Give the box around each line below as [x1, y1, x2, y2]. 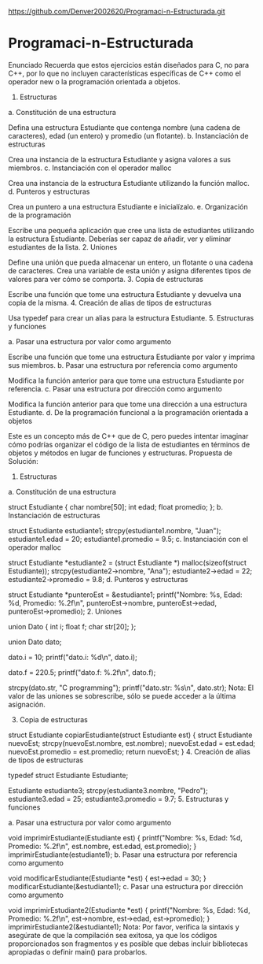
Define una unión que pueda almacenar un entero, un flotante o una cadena [8, 258, 254, 267]
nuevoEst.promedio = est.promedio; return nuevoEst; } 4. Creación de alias [8, 747, 251, 756]
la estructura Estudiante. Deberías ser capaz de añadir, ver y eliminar [8, 234, 232, 243]
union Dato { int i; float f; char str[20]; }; [8, 621, 137, 631]
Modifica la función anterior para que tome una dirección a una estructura [8, 399, 247, 409]
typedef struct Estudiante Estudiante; [8, 770, 129, 780]
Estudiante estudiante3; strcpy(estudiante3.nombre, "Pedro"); [8, 785, 208, 795]
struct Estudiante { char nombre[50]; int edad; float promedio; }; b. [8, 502, 224, 511]
